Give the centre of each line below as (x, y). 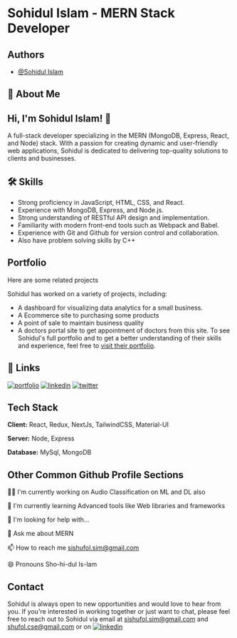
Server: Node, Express (41, 439)
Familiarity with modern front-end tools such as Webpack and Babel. (118, 226)
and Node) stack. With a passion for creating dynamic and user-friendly (113, 143)
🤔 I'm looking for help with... (48, 520)
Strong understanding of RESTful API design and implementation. (114, 218)
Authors (26, 55)
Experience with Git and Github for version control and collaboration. (118, 233)
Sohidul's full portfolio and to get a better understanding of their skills (120, 338)
